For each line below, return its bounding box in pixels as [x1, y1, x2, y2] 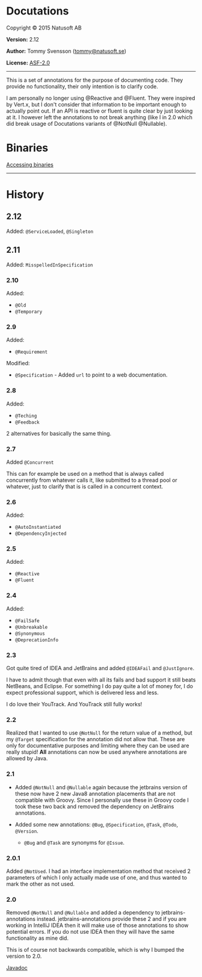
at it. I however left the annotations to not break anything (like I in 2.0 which [6, 113, 192, 121]
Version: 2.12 [6, 35, 39, 43]
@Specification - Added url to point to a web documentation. [14, 371, 168, 378]
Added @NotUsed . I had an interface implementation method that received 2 [6, 868, 191, 875]
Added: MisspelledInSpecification [6, 260, 93, 268]
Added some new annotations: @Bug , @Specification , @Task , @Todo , [14, 821, 179, 828]
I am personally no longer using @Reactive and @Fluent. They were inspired [6, 94, 195, 102]
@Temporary [14, 309, 43, 315]
